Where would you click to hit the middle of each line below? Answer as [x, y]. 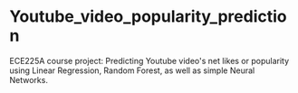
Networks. [29, 79]
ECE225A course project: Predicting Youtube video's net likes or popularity [149, 60]
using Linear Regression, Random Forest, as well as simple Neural [132, 70]
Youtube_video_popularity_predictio [148, 17]
